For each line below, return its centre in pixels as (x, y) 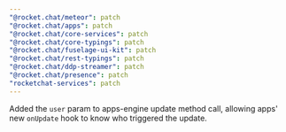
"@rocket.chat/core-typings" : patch (77, 42)
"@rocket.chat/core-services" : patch (79, 34)
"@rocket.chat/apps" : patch (61, 26)
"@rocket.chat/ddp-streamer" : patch (77, 67)
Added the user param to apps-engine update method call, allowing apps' (144, 108)
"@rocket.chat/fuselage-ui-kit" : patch (83, 50)
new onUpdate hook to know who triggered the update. (108, 118)
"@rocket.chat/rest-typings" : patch (77, 58)
